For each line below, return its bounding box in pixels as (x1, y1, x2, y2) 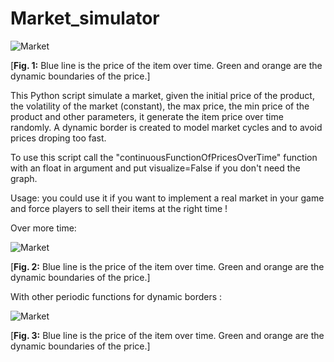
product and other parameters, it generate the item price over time (10, 110, 284, 122)
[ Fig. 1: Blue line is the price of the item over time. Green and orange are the (10, 59, 323, 71)
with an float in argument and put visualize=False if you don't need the (10, 162, 301, 174)
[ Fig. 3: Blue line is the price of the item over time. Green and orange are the (10, 329, 325, 341)
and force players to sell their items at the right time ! (10, 202, 228, 214)
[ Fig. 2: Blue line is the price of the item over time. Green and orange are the (10, 260, 325, 272)
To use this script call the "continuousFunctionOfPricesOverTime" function (10, 151, 318, 163)
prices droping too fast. (10, 132, 107, 144)
